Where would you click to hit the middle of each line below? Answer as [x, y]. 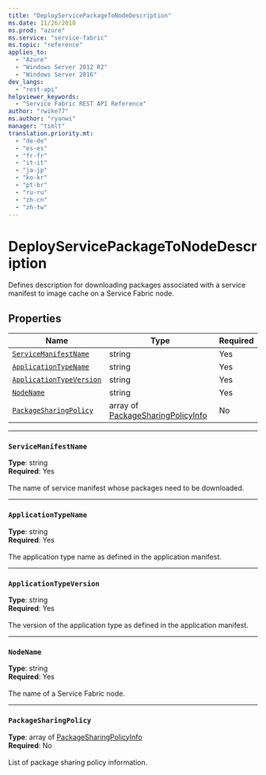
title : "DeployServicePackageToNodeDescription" [90, 15]
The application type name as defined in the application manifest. [115, 556]
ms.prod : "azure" [37, 30]
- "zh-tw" [31, 207]
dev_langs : [26, 82]
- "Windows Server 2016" [56, 74]
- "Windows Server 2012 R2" [62, 67]
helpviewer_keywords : [44, 97]
